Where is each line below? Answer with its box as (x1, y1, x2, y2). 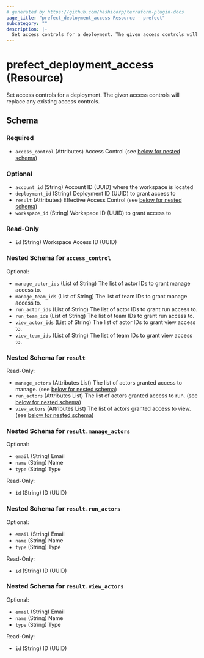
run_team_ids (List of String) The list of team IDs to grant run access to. (15, 312, 194, 319)
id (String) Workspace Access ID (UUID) (15, 238, 117, 246)
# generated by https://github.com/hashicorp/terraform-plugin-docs (6, 9, 184, 15)
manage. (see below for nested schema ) (15, 385, 117, 393)
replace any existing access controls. (6, 98, 100, 105)
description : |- (6, 26, 48, 32)
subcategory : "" (6, 20, 48, 26)
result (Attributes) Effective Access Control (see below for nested (15, 196, 182, 204)
